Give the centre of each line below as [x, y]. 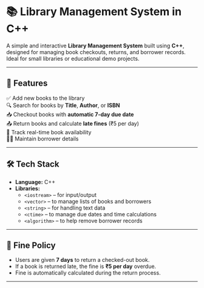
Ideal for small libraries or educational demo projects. [73, 58]
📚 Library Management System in [94, 12]
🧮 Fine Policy [31, 245]
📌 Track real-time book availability [49, 132]
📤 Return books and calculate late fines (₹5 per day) [73, 123]
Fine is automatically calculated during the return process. [88, 273]
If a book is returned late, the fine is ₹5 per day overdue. [86, 266]
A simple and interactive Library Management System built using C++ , [95, 46]
